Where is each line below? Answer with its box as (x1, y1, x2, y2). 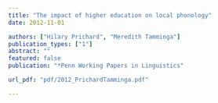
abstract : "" (8, 48, 51, 55)
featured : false (8, 55, 61, 62)
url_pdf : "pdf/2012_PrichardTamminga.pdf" (8, 76, 149, 83)
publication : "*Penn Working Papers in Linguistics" (8, 62, 184, 70)
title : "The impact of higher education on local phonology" (8, 11, 213, 20)
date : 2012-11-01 (8, 19, 65, 27)
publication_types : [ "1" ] (8, 40, 93, 48)
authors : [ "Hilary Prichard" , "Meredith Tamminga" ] (8, 33, 180, 41)
